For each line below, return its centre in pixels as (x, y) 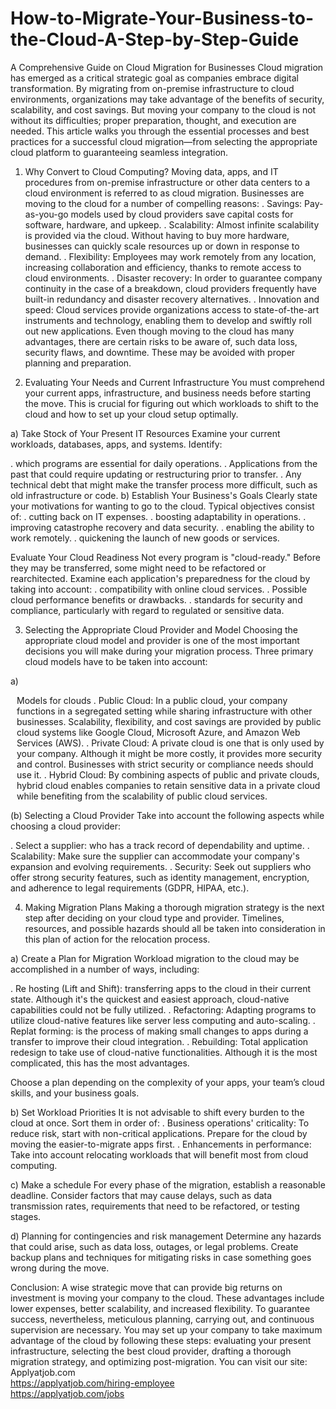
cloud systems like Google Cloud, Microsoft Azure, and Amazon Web (158, 732)
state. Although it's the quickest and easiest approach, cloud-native (150, 999)
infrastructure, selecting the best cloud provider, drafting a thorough (151, 1351)
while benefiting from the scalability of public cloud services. (142, 796)
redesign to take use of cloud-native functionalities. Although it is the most (164, 1052)
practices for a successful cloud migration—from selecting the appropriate (164, 141)
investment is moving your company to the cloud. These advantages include (167, 1298)
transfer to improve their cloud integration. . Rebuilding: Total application (159, 1041)
